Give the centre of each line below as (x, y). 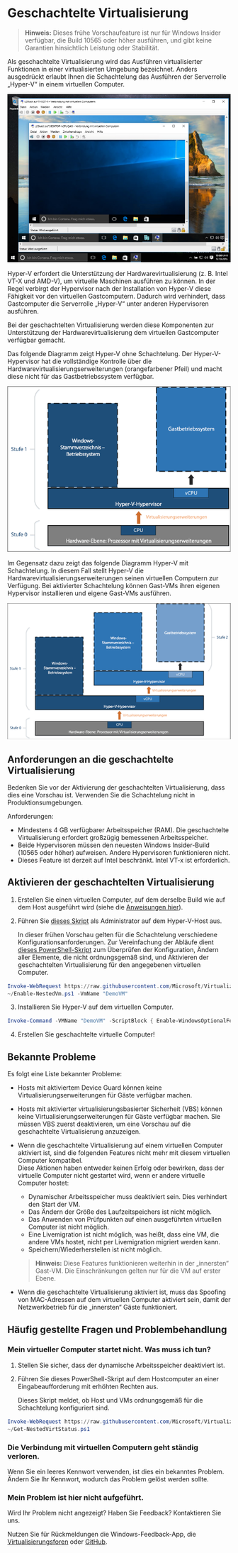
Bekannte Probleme (52, 1057)
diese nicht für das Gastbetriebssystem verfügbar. (81, 376)
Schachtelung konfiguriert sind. (63, 1408)
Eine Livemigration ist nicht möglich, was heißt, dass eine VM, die (124, 1234)
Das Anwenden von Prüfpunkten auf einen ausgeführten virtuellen (125, 1220)
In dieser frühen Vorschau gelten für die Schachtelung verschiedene (118, 934)
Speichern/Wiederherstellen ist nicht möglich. (95, 1249)
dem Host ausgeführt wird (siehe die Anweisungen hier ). (100, 907)
